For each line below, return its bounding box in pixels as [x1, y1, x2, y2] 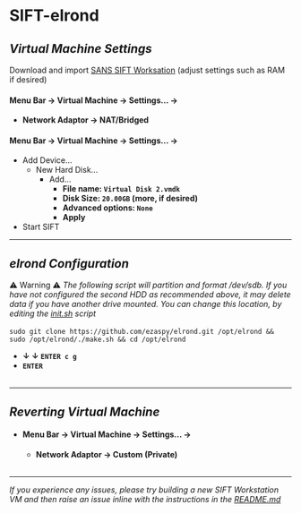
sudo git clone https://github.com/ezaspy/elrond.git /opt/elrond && [9, 328, 275, 337]
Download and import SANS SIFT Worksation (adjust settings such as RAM [9, 64, 285, 75]
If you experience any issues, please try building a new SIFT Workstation [9, 484, 279, 495]
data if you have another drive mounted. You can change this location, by [9, 299, 282, 310]
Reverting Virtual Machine [9, 404, 160, 419]
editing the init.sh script [9, 308, 97, 319]
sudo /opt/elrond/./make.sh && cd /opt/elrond [9, 335, 186, 345]
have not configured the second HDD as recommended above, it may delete [9, 289, 291, 300]
